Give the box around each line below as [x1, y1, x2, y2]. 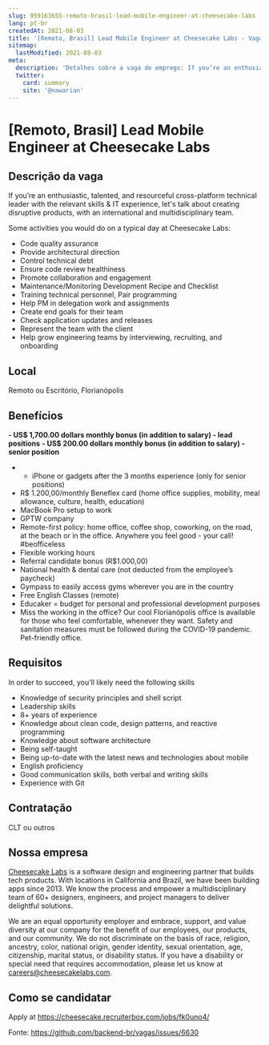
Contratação [8, 801, 73, 815]
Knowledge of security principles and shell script [19, 692, 182, 702]
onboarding [19, 341, 58, 351]
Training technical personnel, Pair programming [19, 290, 178, 300]
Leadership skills [19, 701, 76, 711]
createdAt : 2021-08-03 [8, 26, 84, 34]
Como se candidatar [8, 991, 112, 1004]
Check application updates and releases [19, 316, 153, 325]
